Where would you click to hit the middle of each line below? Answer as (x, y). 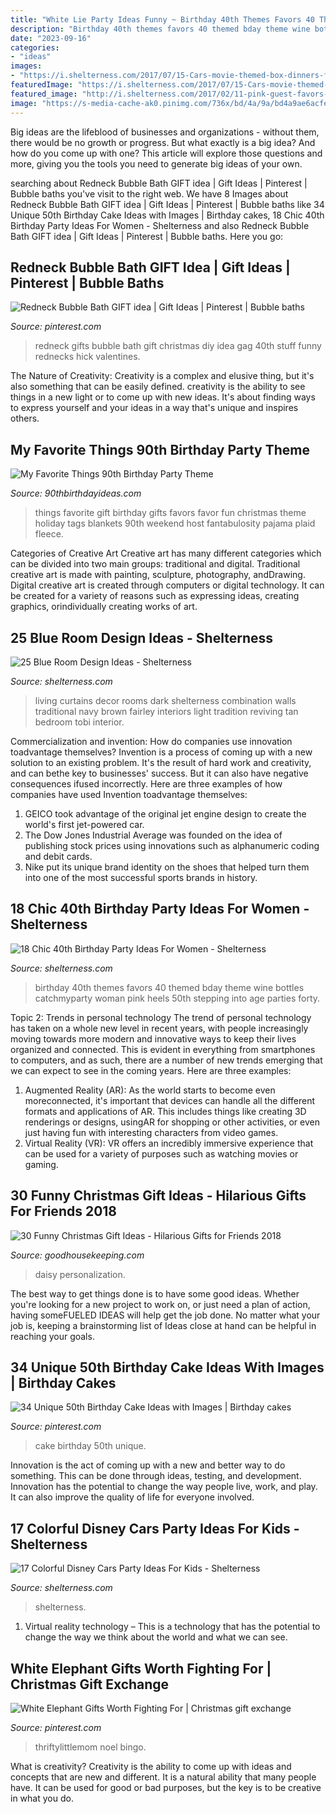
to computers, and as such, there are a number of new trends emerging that (166, 1060)
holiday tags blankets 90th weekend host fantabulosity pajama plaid (175, 523)
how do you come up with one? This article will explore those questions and (166, 153)
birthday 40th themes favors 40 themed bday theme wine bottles (169, 987)
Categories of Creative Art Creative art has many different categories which (166, 553)
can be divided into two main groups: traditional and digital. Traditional (155, 564)
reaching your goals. (52, 1336)
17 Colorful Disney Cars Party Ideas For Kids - (155, 1528)
